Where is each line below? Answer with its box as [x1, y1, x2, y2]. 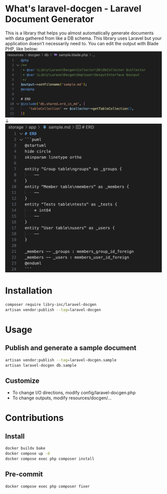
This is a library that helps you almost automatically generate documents [5, 30, 154, 36]
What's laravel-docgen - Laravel [5, 3, 142, 14]
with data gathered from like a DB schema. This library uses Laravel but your [5, 35, 162, 41]
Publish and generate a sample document [5, 344, 137, 353]
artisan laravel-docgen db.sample [5, 363, 77, 368]
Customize [5, 376, 40, 385]
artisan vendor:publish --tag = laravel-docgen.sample [5, 357, 117, 362]
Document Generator [5, 13, 94, 25]
